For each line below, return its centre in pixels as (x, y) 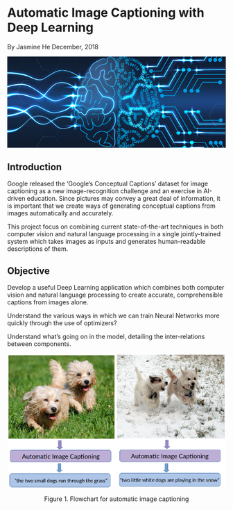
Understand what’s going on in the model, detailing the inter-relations (106, 337)
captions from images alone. (48, 302)
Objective (29, 271)
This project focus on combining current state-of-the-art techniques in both (115, 227)
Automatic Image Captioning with (106, 13)
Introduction (35, 167)
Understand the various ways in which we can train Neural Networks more (113, 316)
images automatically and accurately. (60, 213)
